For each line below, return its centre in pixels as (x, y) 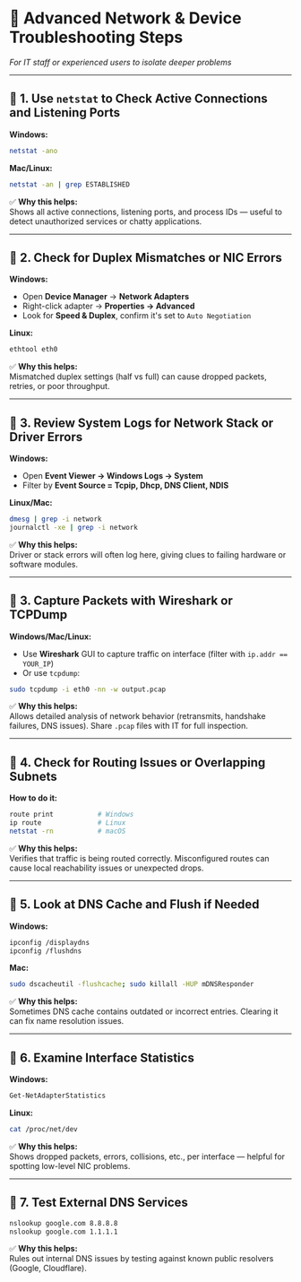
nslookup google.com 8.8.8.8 (64, 1223)
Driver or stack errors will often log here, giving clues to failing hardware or (148, 554)
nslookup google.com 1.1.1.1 (64, 1232)
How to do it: (34, 798)
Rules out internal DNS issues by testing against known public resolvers (142, 1259)
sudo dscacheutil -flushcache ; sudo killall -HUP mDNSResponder (132, 984)
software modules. (44, 564)
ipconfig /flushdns (46, 951)
